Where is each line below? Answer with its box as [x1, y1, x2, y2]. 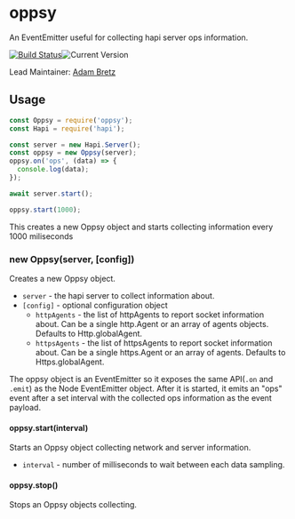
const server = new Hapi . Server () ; [9, 140, 141, 149]
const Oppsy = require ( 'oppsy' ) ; [9, 116, 133, 124]
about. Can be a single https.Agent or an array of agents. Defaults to [35, 347, 286, 357]
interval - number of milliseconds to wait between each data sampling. [21, 459, 285, 470]
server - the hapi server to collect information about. [21, 290, 215, 300]
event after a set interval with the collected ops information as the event [9, 392, 273, 403]
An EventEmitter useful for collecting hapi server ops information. [9, 32, 249, 43]
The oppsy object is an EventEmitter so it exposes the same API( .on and [9, 373, 274, 384]
